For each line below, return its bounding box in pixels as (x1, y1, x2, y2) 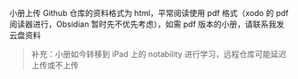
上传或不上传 (30, 60, 79, 70)
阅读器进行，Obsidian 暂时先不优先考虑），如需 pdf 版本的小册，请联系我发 (9, 19, 285, 29)
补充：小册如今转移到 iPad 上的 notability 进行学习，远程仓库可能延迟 (30, 49, 286, 59)
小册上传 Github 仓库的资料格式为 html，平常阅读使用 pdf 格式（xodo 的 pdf (9, 8, 289, 18)
